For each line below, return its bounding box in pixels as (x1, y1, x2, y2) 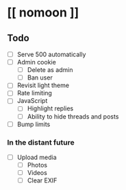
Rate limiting (16, 89, 53, 97)
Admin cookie (16, 58, 56, 67)
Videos (27, 169, 48, 177)
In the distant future (7, 137, 75, 147)
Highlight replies (27, 104, 74, 112)
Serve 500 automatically (16, 50, 86, 58)
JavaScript (16, 97, 48, 105)
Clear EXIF (27, 176, 58, 185)
